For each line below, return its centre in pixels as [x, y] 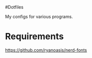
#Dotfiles [14, 7]
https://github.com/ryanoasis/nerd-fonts [46, 50]
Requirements [34, 37]
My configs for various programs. [39, 16]
